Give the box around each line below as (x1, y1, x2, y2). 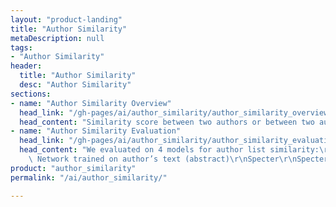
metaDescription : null (10, 33, 105, 43)
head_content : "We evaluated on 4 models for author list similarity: (19, 145, 320, 155)
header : (10, 61, 43, 71)
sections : (10, 89, 52, 99)
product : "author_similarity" (10, 163, 137, 173)
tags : (10, 42, 33, 53)
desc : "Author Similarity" (19, 80, 132, 90)
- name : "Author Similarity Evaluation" (10, 126, 182, 136)
